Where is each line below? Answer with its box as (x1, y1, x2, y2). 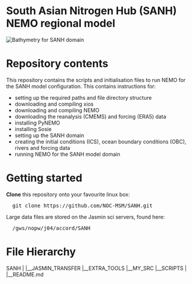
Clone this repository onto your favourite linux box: (6, 191, 130, 198)
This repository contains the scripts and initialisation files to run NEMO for (6, 76, 186, 83)
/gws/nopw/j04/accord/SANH (12, 224, 90, 231)
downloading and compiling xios (14, 100, 94, 107)
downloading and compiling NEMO (14, 106, 99, 113)
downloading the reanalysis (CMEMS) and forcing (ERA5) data (14, 113, 167, 120)
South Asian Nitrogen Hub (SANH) (6, 4, 177, 18)
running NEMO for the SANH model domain (14, 151, 121, 158)
